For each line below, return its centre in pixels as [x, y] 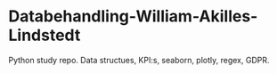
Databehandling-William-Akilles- [133, 16]
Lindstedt [45, 35]
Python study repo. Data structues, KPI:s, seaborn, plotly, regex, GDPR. [139, 60]
